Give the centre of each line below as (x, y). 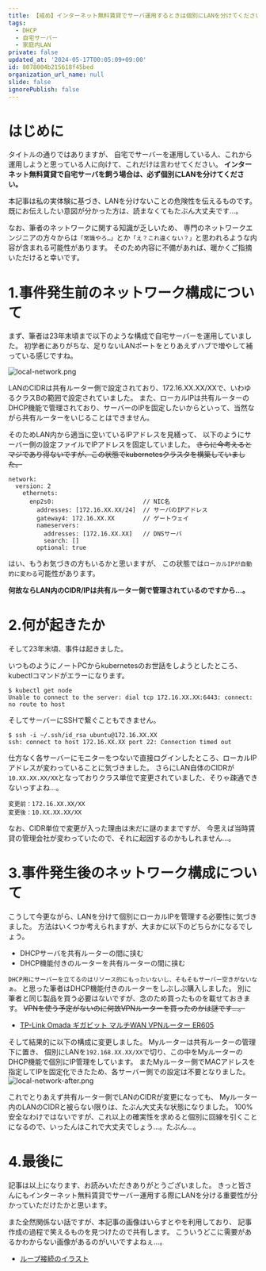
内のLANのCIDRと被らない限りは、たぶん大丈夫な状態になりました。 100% (131, 1107)
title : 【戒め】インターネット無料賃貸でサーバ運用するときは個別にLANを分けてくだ (129, 15)
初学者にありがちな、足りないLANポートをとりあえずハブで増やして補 (138, 346)
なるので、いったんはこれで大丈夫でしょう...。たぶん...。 (107, 1127)
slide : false (30, 82)
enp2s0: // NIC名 (99, 502)
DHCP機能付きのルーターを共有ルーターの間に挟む (103, 963)
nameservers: (58, 526)
